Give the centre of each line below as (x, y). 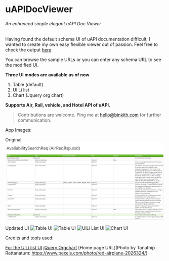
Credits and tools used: (30, 238)
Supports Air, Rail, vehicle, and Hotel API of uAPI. (58, 105)
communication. (34, 120)
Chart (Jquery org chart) (38, 95)
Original (13, 140)
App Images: (18, 130)
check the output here (28, 50)
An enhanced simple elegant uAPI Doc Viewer (53, 23)
